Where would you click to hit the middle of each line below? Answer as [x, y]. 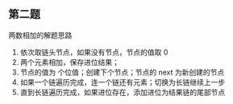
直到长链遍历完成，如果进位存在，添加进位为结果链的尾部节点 [123, 92]
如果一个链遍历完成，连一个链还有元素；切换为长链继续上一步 [123, 82]
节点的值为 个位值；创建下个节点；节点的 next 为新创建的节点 [122, 72]
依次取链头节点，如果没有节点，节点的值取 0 [94, 52]
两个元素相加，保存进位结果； [69, 62]
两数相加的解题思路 [40, 35]
